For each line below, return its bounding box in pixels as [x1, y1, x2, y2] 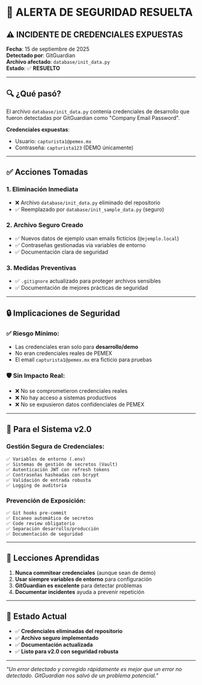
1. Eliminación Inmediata [6, 185, 79, 193]
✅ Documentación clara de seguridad [14, 248, 108, 255]
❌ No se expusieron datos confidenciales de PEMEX [14, 401, 145, 408]
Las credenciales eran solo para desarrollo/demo [14, 343, 138, 350]
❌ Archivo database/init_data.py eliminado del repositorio [14, 199, 161, 206]
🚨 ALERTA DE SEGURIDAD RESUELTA [6, 5, 194, 19]
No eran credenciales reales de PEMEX [14, 349, 112, 357]
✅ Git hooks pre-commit [6, 510, 67, 516]
